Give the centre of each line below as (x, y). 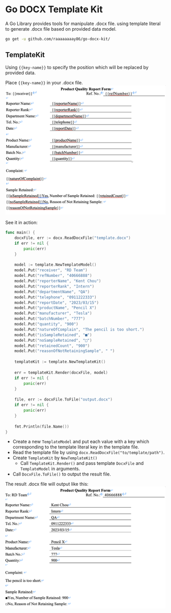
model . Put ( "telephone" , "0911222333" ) (55, 297)
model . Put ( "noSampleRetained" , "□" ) (53, 340)
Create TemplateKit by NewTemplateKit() (55, 458)
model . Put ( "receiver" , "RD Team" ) (51, 270)
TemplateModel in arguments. (50, 469)
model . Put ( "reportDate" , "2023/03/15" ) (57, 302)
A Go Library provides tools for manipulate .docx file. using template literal (83, 23)
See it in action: (22, 223)
